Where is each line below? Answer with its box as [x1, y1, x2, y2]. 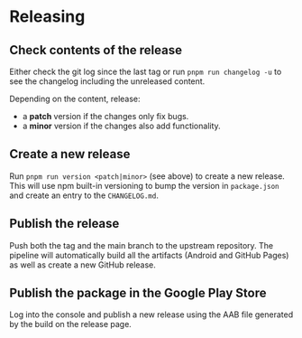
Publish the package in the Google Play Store [9, 286, 267, 301]
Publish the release [9, 216, 120, 231]
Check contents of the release [9, 42, 183, 58]
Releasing [9, 6, 86, 27]
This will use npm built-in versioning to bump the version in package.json [9, 180, 279, 191]
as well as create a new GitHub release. [9, 259, 156, 270]
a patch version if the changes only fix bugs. [22, 111, 189, 121]
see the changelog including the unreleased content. [9, 76, 206, 87]
